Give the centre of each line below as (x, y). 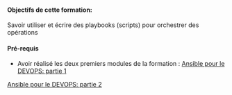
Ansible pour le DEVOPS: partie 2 (55, 85)
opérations (23, 33)
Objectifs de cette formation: (50, 10)
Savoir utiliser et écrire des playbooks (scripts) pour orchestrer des (103, 25)
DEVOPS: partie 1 (42, 71)
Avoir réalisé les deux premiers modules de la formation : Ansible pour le (121, 64)
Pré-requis (23, 48)
